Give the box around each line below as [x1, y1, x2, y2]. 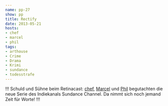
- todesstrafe [5, 72, 35, 77]
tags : [5, 44, 16, 49]
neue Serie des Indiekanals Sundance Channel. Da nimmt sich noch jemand [5, 91, 161, 97]
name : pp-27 [5, 7, 30, 12]
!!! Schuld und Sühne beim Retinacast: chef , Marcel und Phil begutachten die [5, 86, 163, 92]
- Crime [5, 53, 21, 59]
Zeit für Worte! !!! [5, 96, 40, 102]
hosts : [5, 26, 19, 31]
